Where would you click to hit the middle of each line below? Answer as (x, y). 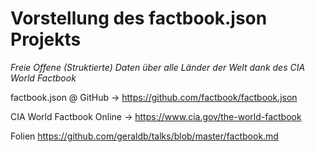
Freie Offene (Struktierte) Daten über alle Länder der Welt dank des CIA (158, 67)
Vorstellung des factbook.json (139, 18)
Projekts (46, 39)
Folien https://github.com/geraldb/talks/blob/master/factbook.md (144, 136)
